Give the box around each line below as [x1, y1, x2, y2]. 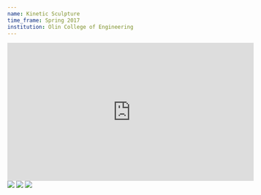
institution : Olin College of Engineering [7, 23, 134, 30]
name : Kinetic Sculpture [7, 10, 80, 18]
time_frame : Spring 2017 [7, 17, 80, 24]
